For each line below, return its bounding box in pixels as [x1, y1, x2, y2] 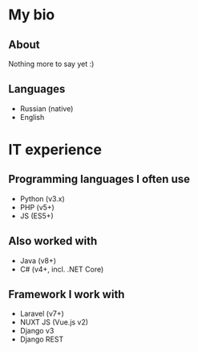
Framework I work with [8, 288, 125, 301]
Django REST [19, 334, 64, 344]
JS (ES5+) [19, 211, 54, 221]
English [19, 112, 45, 122]
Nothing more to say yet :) [8, 59, 95, 68]
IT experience [8, 141, 103, 159]
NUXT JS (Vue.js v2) [19, 317, 89, 327]
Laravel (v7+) [19, 309, 64, 319]
